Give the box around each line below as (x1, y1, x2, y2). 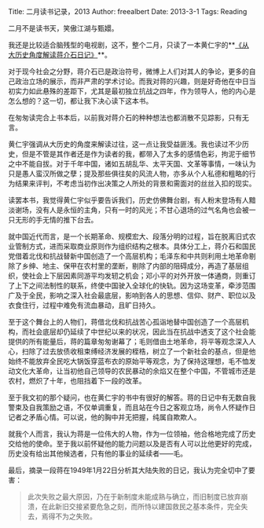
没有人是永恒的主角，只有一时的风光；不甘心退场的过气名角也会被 (35, 205, 249, 214)
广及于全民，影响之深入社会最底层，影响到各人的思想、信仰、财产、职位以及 (8, 291, 256, 300)
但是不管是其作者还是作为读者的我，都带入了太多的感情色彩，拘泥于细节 (21, 149, 256, 159)
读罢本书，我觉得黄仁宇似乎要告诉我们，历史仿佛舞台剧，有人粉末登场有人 (8, 196, 249, 204)
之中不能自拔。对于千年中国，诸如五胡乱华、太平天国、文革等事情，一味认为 (8, 159, 256, 168)
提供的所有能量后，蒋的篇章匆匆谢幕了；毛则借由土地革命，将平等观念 (8, 337, 236, 346)
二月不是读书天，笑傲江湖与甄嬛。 (8, 24, 119, 33)
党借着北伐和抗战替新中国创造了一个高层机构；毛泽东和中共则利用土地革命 (8, 251, 249, 261)
